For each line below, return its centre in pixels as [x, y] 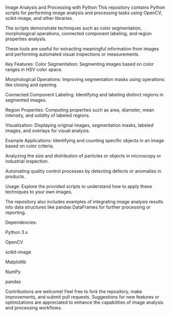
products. [15, 176]
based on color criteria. [30, 146]
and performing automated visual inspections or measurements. [73, 54]
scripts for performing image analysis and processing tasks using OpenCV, [84, 13]
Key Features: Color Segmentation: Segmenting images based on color [80, 64]
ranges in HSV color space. [34, 69]
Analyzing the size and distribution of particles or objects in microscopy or [83, 156]
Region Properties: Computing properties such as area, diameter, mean [80, 110]
